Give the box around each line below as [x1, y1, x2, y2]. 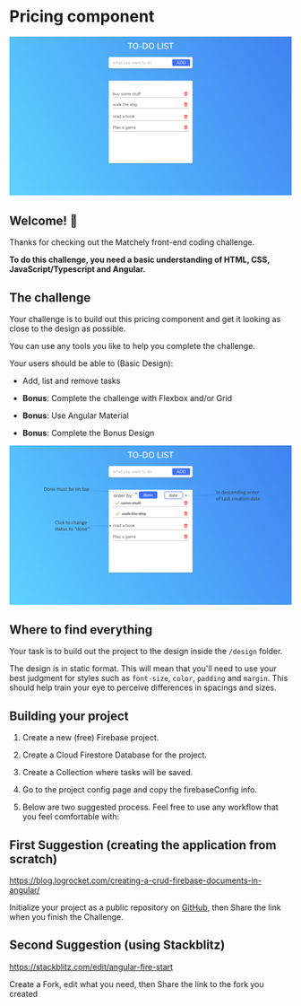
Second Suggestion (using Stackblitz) [9, 938, 226, 953]
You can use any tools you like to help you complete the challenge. [9, 341, 255, 352]
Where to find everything [9, 622, 153, 637]
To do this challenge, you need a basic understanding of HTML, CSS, [9, 254, 271, 266]
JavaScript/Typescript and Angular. [9, 264, 146, 275]
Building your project [9, 708, 129, 723]
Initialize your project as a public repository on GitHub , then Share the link [9, 902, 281, 913]
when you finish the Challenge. [9, 912, 124, 922]
